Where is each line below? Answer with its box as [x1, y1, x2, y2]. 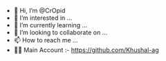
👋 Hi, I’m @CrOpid [13, 7, 66, 14]
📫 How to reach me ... [13, 36, 78, 44]
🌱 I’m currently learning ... [13, 21, 88, 29]
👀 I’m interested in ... [13, 14, 73, 22]
